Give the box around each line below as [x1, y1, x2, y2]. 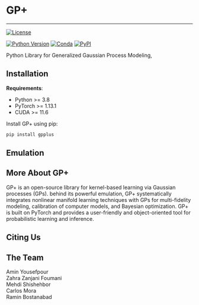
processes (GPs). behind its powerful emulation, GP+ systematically [6, 190, 172, 197]
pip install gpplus [6, 131, 54, 137]
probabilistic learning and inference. [6, 215, 95, 222]
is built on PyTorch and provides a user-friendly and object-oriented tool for [6, 208, 191, 216]
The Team [6, 252, 44, 262]
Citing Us [6, 232, 41, 243]
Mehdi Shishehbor [6, 281, 51, 288]
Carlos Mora [6, 287, 37, 294]
